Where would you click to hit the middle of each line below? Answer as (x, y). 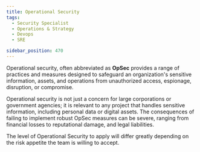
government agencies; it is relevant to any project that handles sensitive (96, 105)
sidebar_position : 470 (35, 51)
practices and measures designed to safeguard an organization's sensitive (99, 74)
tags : (13, 17)
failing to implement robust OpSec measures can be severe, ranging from (98, 118)
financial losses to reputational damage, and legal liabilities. (80, 124)
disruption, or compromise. (40, 87)
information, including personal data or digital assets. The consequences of (100, 112)
